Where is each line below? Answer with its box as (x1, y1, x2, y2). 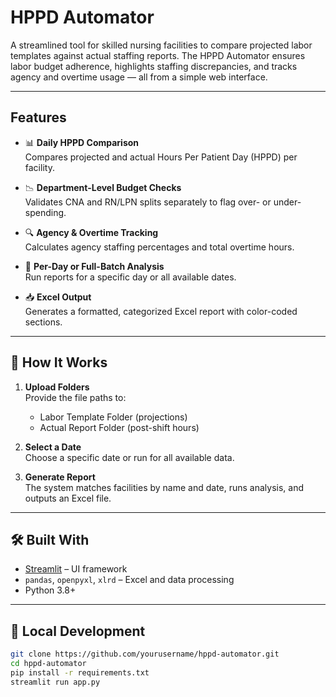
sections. (24, 316, 63, 328)
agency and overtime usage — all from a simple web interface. (10, 71, 268, 83)
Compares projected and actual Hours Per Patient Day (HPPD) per (24, 151, 298, 163)
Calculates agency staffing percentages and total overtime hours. (24, 241, 295, 253)
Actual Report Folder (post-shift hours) (39, 421, 200, 433)
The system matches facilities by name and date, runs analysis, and (24, 481, 305, 493)
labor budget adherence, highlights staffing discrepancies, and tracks (10, 60, 298, 72)
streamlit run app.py (10, 677, 101, 687)
